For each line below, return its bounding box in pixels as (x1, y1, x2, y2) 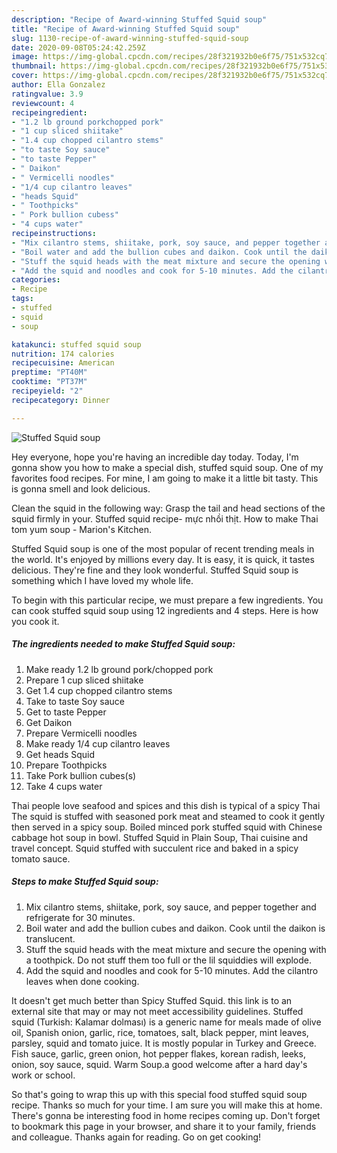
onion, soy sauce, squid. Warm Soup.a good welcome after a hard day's (11, 1058, 308, 1070)
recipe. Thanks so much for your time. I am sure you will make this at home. (11, 1099, 323, 1111)
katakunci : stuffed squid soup (11, 339, 142, 350)
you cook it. (11, 615, 60, 627)
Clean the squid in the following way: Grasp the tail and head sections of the (11, 502, 326, 514)
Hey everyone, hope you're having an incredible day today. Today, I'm (11, 451, 299, 463)
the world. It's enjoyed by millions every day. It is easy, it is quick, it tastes (11, 553, 315, 565)
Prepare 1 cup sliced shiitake (25, 674, 144, 686)
